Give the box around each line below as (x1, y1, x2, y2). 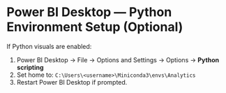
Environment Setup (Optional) (6, 19, 183, 35)
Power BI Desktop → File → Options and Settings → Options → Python (16, 55, 220, 64)
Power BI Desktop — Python (6, 4, 172, 20)
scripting (16, 63, 44, 71)
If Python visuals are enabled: (6, 42, 92, 50)
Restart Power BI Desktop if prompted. (16, 78, 128, 86)
